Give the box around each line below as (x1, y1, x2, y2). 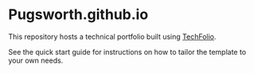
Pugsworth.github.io (8, 6, 149, 24)
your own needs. (8, 56, 64, 65)
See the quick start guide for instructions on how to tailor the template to (8, 47, 247, 56)
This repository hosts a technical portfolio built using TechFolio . (8, 32, 217, 41)
